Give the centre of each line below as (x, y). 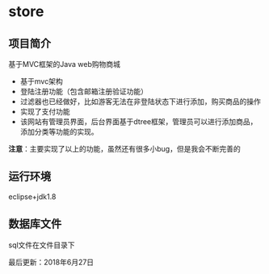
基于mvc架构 (41, 81)
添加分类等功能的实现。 (59, 132)
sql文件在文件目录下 (42, 245)
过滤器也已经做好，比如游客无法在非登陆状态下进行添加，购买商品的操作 (140, 102)
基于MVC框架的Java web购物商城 (65, 64)
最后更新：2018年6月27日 (51, 262)
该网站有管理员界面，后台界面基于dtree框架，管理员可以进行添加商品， (139, 122)
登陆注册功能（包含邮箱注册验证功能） (84, 91)
